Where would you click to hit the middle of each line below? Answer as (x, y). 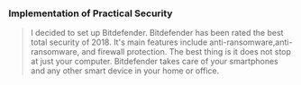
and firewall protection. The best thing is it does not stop (187, 52)
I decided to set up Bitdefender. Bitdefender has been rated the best (157, 33)
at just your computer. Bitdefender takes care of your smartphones (154, 62)
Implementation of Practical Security (91, 13)
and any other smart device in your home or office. (125, 71)
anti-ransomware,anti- (251, 42)
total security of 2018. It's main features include (119, 42)
